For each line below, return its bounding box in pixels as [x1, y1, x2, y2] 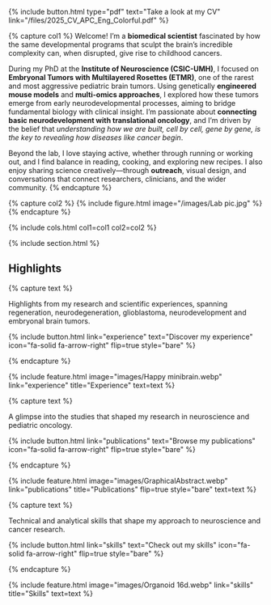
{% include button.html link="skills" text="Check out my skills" [8, 539, 217, 549]
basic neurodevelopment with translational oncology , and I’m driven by [8, 116, 252, 125]
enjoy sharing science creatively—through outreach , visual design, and [8, 166, 247, 175]
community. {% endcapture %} [8, 183, 112, 192]
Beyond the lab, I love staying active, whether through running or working [8, 149, 253, 158]
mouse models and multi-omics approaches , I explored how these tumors [8, 90, 259, 99]
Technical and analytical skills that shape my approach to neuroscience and [8, 515, 261, 525]
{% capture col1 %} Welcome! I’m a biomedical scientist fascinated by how [8, 32, 260, 40]
